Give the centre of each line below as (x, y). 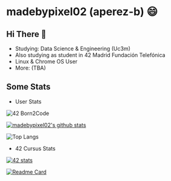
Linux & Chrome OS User (46, 61)
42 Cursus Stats (35, 148)
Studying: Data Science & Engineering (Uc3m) (73, 48)
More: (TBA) (31, 68)
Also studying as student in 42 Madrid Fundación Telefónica (90, 55)
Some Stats (29, 87)
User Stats (28, 101)
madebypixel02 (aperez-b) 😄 (82, 12)
